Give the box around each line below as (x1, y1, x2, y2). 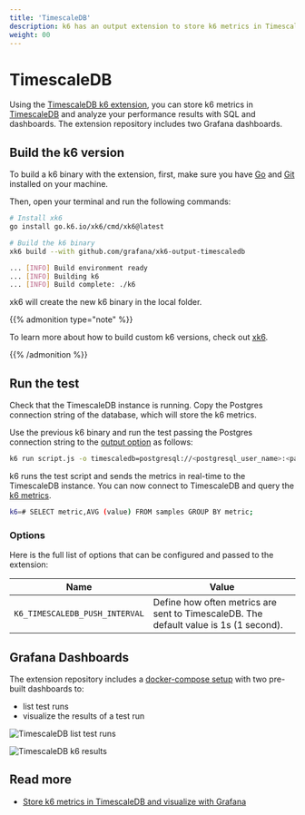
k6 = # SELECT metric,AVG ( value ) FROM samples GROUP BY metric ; (9, 507, 254, 516)
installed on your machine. (9, 179, 109, 190)
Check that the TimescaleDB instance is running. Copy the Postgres (9, 400, 263, 411)
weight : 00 (9, 30, 51, 39)
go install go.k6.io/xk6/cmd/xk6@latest (9, 222, 165, 231)
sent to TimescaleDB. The (152, 607, 263, 620)
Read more (9, 772, 73, 788)
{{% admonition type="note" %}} (9, 314, 133, 325)
